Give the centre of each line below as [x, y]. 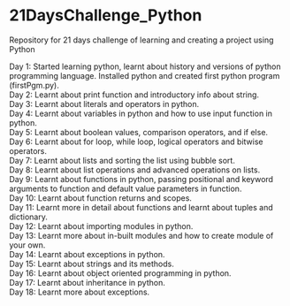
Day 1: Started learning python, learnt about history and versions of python [145, 66]
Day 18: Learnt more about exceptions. [80, 292]
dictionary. [29, 217]
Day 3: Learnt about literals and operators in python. [104, 103]
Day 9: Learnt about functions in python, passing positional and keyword [141, 179]
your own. [27, 245]
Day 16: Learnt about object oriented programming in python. [120, 273]
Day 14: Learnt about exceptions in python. [87, 254]
